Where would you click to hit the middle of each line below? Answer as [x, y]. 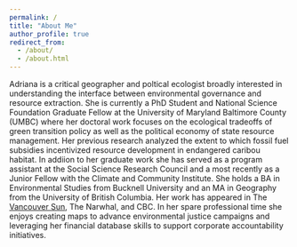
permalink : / [33, 17]
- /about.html [43, 59]
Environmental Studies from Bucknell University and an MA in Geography [143, 188]
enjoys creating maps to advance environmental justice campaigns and [140, 216]
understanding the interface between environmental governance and [136, 93]
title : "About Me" [43, 26]
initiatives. [28, 235]
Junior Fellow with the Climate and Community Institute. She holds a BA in [144, 178]
